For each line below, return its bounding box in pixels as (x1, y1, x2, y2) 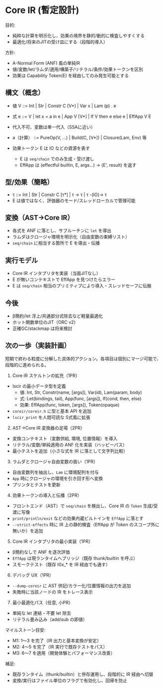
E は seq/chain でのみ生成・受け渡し (19, 156, 94, 162)
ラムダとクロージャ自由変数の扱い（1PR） (12, 459, 98, 464)
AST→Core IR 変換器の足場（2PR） (12, 425, 85, 431)
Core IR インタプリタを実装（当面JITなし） (12, 270, 101, 276)
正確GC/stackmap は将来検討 (12, 325, 73, 331)
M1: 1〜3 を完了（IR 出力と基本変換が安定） (12, 637, 102, 644)
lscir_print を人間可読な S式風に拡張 (12, 414, 90, 420)
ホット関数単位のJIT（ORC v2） (12, 319, 79, 325)
